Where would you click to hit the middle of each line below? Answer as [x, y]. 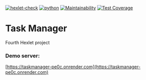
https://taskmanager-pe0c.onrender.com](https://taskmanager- [74, 67]
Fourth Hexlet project [28, 42]
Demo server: [22, 56]
